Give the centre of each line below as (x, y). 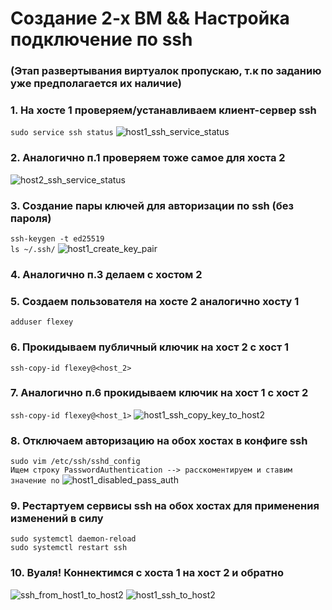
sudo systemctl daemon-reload (73, 539)
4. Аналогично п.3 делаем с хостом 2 (106, 274)
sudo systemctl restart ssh (69, 548)
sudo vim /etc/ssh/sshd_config (75, 462)
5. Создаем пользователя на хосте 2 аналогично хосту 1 (155, 301)
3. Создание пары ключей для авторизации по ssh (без (152, 205)
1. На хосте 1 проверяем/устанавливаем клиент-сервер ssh (163, 110)
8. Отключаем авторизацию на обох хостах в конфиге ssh (159, 440)
